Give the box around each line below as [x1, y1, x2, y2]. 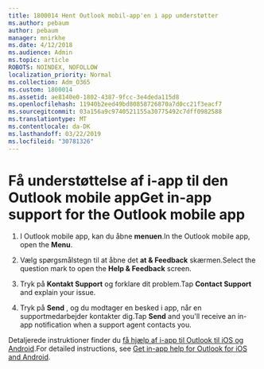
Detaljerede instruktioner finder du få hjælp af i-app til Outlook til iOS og [8, 336, 244, 345]
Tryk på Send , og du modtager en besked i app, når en [19, 303, 202, 313]
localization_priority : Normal [8, 71, 112, 79]
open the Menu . [19, 240, 73, 250]
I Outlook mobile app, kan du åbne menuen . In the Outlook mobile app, [19, 231, 250, 241]
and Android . [8, 352, 51, 362]
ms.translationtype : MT [8, 115, 87, 123]
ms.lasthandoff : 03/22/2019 [8, 130, 102, 138]
